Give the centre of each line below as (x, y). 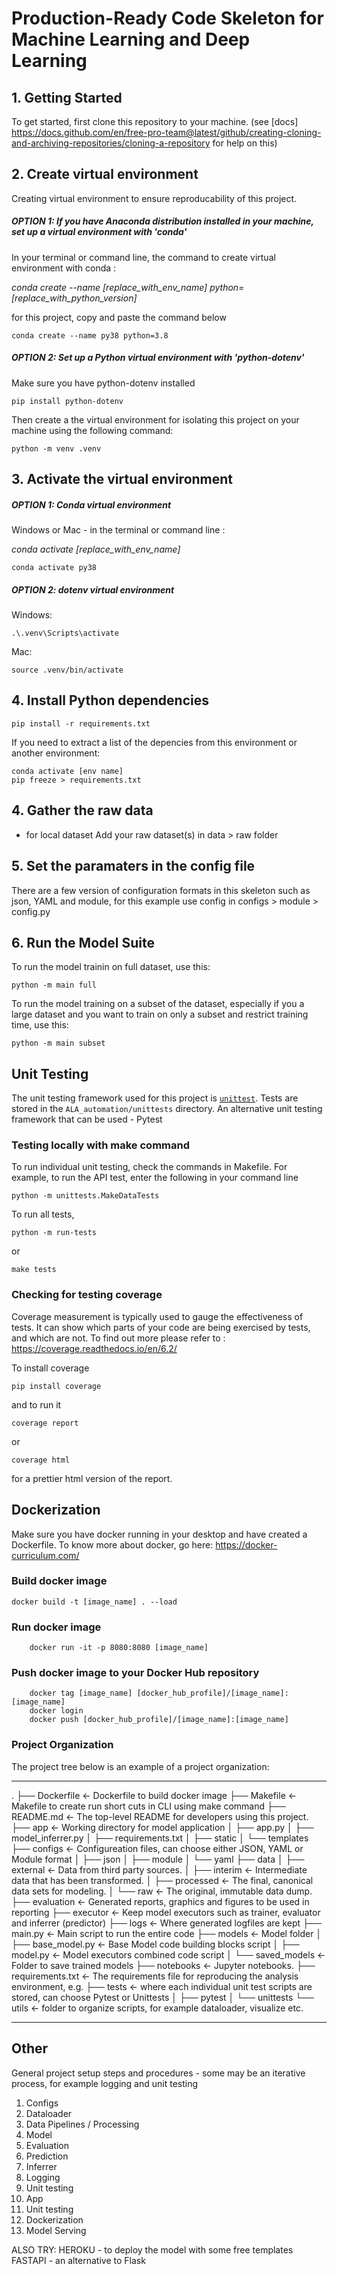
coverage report (45, 1423)
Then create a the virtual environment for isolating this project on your (155, 419)
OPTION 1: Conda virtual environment (91, 504)
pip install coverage (56, 1386)
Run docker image (56, 1627)
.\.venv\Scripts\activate (65, 633)
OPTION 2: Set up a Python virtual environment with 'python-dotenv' (158, 358)
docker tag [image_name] (81, 1693)
